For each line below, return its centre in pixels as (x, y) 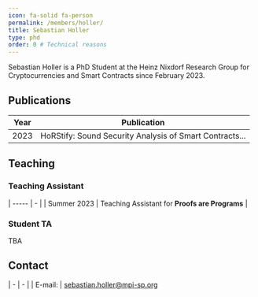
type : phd (24, 37)
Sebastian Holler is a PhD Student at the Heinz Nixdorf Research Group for (129, 67)
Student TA (30, 224)
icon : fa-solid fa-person (50, 15)
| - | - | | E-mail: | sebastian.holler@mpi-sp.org (83, 284)
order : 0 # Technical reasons (58, 45)
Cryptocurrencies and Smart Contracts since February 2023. (107, 76)
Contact (28, 266)
